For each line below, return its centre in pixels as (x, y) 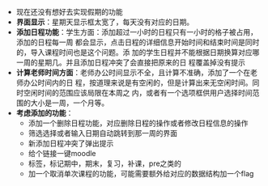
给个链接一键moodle (62, 153)
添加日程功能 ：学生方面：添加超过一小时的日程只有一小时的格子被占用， (136, 32)
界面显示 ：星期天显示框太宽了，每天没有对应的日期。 (105, 22)
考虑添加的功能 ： (45, 113)
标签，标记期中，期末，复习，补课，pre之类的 (105, 163)
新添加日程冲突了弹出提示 (71, 143)
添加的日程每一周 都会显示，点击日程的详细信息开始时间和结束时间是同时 (138, 42)
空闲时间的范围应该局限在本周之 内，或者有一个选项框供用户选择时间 (138, 93)
